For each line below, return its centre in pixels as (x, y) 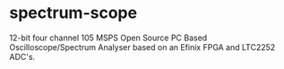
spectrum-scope (73, 13)
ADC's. (22, 56)
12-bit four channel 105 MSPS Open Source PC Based (108, 38)
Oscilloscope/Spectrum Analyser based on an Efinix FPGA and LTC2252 (142, 47)
